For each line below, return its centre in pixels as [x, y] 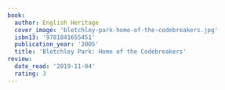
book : [16, 15]
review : [20, 59]
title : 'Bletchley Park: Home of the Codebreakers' [101, 52]
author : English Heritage [57, 23]
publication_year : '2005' [57, 45]
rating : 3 [30, 74]
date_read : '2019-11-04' [55, 67]
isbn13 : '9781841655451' [55, 37]
